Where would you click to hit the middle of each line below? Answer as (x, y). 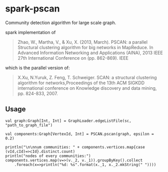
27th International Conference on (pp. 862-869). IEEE (73, 58)
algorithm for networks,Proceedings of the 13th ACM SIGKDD (81, 83)
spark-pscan (33, 9)
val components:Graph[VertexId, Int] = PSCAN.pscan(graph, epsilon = (80, 134)
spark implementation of (31, 32)
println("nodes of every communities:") (48, 156)
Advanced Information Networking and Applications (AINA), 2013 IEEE (90, 53)
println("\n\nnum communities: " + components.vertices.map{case (75, 147)
